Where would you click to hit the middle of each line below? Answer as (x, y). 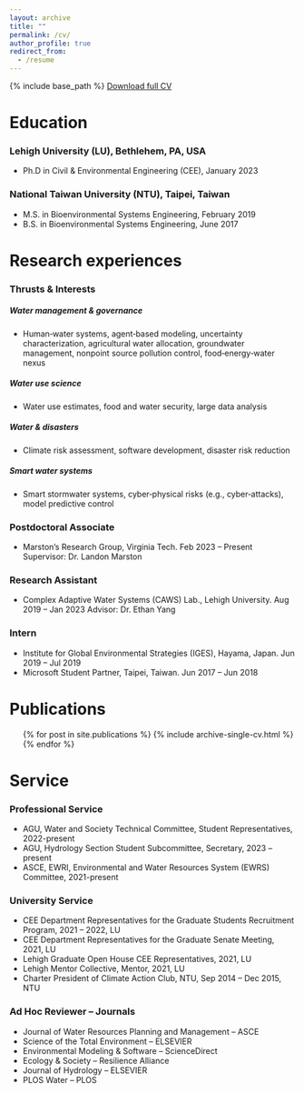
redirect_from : (38, 52)
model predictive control (68, 503)
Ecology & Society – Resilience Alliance (96, 1060)
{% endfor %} (49, 744)
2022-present (49, 838)
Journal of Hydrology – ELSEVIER (85, 1070)
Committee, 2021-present (70, 877)
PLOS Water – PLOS (59, 1079)
